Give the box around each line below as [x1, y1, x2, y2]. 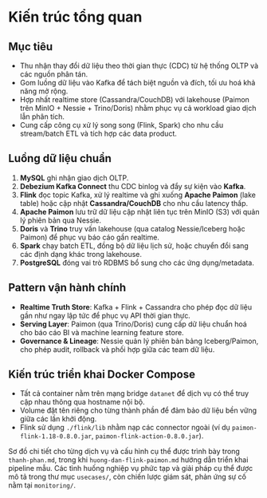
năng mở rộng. [19, 86, 69, 96]
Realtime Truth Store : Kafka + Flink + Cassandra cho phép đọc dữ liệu [19, 302, 253, 311]
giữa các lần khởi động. [19, 414, 97, 424]
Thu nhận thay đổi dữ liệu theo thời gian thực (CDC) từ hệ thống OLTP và [19, 61, 259, 70]
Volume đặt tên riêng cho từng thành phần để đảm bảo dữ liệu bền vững [19, 405, 257, 415]
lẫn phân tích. [19, 112, 65, 121]
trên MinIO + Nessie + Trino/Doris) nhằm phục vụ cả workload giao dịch [19, 104, 257, 113]
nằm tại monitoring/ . [8, 480, 76, 490]
